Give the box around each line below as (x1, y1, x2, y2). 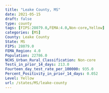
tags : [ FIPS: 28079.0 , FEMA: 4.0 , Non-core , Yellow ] (5, 26, 105, 31)
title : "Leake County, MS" (5, 7, 61, 12)
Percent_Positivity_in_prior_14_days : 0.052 (5, 71, 98, 76)
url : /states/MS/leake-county (5, 80, 68, 85)
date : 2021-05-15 (5, 12, 41, 17)
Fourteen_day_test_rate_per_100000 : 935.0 (5, 67, 94, 72)
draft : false (5, 16, 32, 21)
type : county (5, 21, 32, 26)
